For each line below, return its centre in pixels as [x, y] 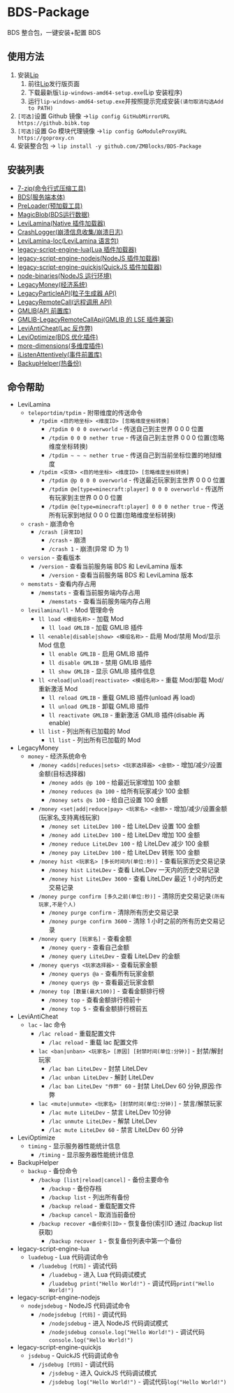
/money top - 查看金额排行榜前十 [95, 1000]
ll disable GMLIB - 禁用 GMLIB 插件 [100, 663]
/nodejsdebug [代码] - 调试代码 [82, 1315]
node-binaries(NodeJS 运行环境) [64, 275]
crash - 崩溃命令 [51, 524]
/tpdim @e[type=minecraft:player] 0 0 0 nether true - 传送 [136, 506]
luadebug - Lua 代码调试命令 [68, 1257]
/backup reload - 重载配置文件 [92, 1206]
